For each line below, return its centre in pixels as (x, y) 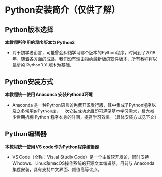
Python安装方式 (29, 82)
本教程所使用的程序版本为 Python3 (40, 42)
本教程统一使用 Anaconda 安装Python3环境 (49, 94)
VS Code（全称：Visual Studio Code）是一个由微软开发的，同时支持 (81, 157)
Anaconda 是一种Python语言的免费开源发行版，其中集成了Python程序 (82, 105)
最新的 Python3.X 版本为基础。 (43, 65)
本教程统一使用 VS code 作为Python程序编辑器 (52, 147)
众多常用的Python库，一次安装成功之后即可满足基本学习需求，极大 (83, 111)
